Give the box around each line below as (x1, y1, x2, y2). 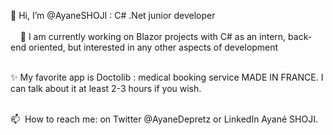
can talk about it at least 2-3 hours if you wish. (10, 83, 202, 94)
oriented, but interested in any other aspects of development (28, 41, 279, 53)
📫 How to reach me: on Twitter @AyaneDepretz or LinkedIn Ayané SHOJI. (10, 113, 318, 125)
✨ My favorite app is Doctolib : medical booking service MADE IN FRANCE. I (10, 71, 324, 83)
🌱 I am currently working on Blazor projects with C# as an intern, (19, 31, 287, 42)
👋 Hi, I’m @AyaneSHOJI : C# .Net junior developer (10, 10, 216, 21)
